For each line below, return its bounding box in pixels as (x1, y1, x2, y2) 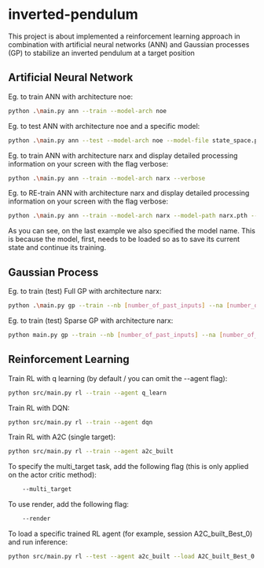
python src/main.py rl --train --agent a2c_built (8, 448, 174, 456)
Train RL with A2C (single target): (8, 432, 116, 442)
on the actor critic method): (8, 470, 97, 480)
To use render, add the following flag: (8, 500, 130, 509)
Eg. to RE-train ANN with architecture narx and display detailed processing (8, 189, 250, 198)
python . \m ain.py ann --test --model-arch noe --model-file (8, 136, 210, 145)
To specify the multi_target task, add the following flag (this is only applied (8, 462, 249, 471)
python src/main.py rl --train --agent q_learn (8, 389, 167, 397)
